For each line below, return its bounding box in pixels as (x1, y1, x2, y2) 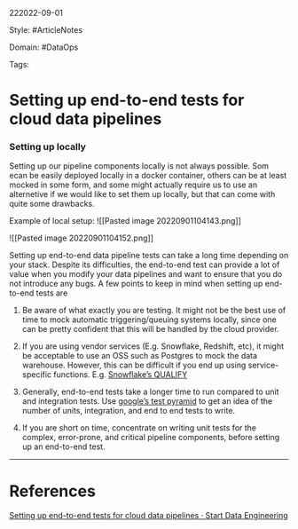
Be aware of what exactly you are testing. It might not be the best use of (21, 305, 286, 316)
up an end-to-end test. (21, 441, 106, 452)
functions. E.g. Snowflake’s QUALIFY (52, 369, 188, 380)
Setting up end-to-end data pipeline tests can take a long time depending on (9, 250, 289, 261)
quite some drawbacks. (9, 199, 95, 209)
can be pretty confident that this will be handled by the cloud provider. (21, 324, 279, 335)
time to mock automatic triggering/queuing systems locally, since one (21, 314, 277, 325)
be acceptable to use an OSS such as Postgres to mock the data (21, 351, 258, 361)
